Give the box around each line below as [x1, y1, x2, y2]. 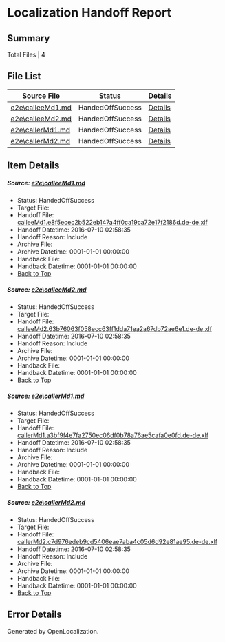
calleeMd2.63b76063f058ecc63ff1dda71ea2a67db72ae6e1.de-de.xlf [17, 325, 212, 333]
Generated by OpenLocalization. [7, 627, 99, 635]
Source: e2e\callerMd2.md [7, 498, 86, 506]
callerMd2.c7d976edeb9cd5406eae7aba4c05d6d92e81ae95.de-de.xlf [17, 538, 218, 546]
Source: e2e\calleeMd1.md [7, 179, 86, 187]
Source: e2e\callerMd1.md [7, 392, 85, 400]
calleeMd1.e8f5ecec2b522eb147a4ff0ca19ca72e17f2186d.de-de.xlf [17, 219, 208, 227]
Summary [7, 32, 50, 44]
